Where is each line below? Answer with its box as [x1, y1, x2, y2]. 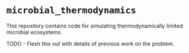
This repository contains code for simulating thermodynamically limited [6, 22, 183, 29]
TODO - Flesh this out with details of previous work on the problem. [6, 40, 175, 47]
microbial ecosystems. [6, 29, 62, 36]
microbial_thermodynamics [6, 5, 136, 16]
